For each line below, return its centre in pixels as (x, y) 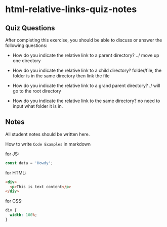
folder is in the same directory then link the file (61, 76)
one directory (27, 61)
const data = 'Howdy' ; (29, 163)
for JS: (12, 154)
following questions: (26, 46)
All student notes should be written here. (48, 134)
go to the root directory (37, 91)
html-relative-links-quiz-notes (71, 9)
